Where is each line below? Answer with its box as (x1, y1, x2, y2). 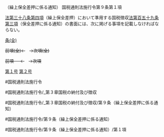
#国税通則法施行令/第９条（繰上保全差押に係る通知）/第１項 (5, 127, 126, 132)
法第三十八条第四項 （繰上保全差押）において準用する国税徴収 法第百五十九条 (5, 15, 159, 21)
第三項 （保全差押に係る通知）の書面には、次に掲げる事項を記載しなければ (5, 21, 155, 26)
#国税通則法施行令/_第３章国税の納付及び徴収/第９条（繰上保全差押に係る (5, 100, 154, 105)
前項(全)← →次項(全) (5, 48, 50, 53)
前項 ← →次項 (5, 58, 41, 64)
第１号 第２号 (5, 68, 32, 74)
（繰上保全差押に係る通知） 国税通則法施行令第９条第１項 (5, 4, 122, 10)
